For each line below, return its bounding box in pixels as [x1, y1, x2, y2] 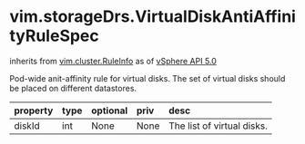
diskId [14, 120, 40, 132]
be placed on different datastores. [9, 82, 137, 93]
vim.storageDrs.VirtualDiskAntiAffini [9, 6, 296, 27]
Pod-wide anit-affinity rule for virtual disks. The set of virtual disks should [9, 72, 286, 83]
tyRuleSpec [9, 25, 100, 46]
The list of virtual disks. [168, 120, 269, 132]
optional [90, 104, 128, 117]
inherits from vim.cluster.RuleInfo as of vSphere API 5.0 [9, 55, 217, 66]
